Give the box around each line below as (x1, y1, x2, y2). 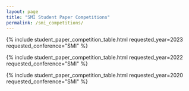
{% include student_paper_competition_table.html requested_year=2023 (6, 36, 183, 43)
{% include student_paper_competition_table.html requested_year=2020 (6, 72, 183, 79)
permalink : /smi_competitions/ (6, 20, 84, 26)
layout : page (6, 8, 39, 15)
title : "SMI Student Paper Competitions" (6, 14, 111, 20)
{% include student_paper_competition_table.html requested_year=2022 (6, 54, 183, 61)
